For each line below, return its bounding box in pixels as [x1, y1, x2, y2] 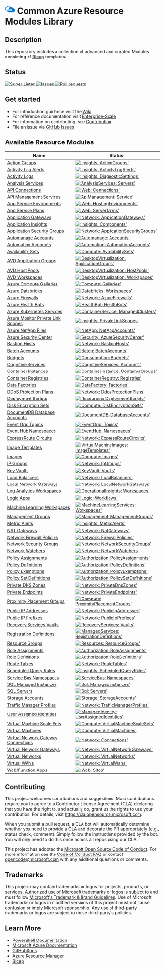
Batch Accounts [7, 348, 39, 354]
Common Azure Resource [17, 5, 124, 17]
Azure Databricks [7, 288, 43, 294]
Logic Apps [7, 495, 30, 501]
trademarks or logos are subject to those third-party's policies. [5, 910, 132, 915]
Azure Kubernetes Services [7, 309, 63, 314]
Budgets [7, 354, 25, 360]
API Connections [7, 187, 41, 193]
